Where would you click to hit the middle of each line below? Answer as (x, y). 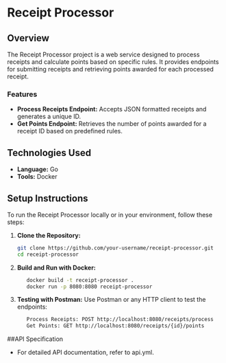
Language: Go (37, 169)
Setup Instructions (48, 198)
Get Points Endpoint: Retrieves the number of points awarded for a (112, 124)
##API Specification (35, 339)
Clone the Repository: (49, 235)
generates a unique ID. (49, 117)
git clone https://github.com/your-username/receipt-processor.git (115, 248)
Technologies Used (49, 153)
